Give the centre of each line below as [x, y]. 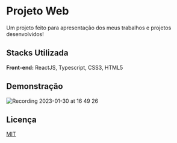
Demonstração [35, 86]
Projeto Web [38, 11]
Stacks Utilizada [37, 53]
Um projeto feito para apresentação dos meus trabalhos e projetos [89, 28]
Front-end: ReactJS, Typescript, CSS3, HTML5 [65, 67]
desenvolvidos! [25, 34]
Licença [22, 119]
